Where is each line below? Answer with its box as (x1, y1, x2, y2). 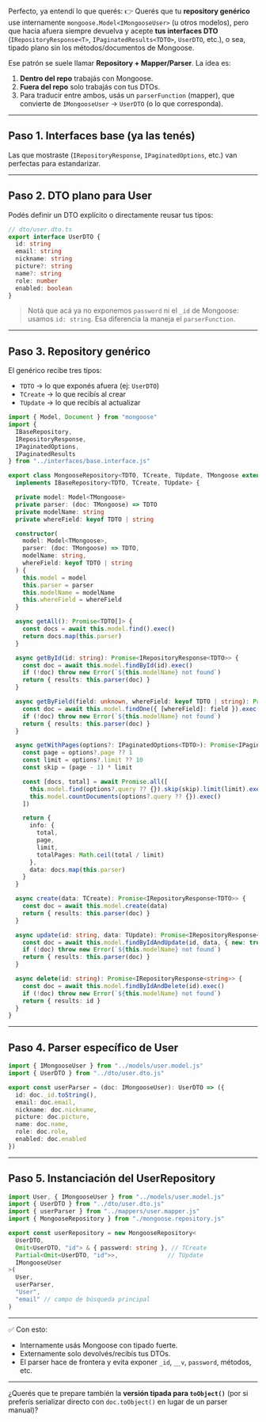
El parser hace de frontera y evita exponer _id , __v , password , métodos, (19, 1357, 252, 1367)
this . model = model (22, 573, 87, 582)
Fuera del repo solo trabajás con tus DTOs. (19, 82, 161, 91)
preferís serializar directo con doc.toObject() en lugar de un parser (8, 1397, 228, 1406)
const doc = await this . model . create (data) (22, 902, 169, 911)
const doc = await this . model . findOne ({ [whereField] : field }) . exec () (22, 705, 264, 713)
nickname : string (15, 255, 73, 263)
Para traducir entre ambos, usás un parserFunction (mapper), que (19, 90, 235, 100)
